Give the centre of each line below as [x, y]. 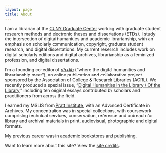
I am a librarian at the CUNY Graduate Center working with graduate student [83, 28]
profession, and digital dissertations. [42, 60]
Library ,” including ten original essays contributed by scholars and [73, 90]
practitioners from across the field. [40, 96]
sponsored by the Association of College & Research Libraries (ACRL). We [81, 80]
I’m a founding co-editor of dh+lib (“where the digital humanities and [75, 69]
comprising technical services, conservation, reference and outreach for [79, 115]
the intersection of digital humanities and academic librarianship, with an [79, 39]
